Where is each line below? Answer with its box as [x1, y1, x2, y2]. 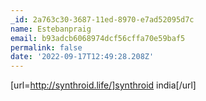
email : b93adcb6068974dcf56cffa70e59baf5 [10, 33, 186, 43]
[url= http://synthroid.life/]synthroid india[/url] [10, 79, 197, 91]
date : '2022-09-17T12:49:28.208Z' [10, 52, 155, 62]
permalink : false [10, 42, 83, 53]
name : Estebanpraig [10, 24, 92, 34]
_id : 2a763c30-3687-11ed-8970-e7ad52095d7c [10, 14, 195, 25]
